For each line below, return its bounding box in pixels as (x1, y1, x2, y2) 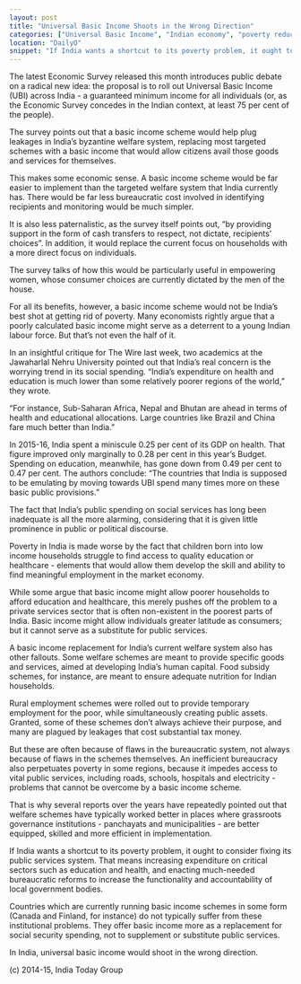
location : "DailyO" (9, 38, 82, 48)
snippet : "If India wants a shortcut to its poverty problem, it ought (9, 47, 282, 56)
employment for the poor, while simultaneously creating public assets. (9, 707, 269, 718)
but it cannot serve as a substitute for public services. (9, 625, 208, 636)
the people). (9, 110, 55, 120)
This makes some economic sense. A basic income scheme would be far (9, 172, 279, 184)
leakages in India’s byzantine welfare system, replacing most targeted (9, 136, 267, 147)
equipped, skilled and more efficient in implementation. (9, 828, 212, 839)
